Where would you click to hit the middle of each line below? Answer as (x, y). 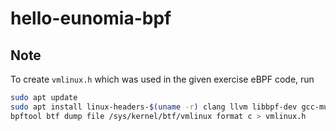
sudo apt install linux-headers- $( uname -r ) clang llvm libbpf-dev (154, 107)
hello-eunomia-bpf (91, 18)
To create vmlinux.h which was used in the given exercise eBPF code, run (162, 79)
